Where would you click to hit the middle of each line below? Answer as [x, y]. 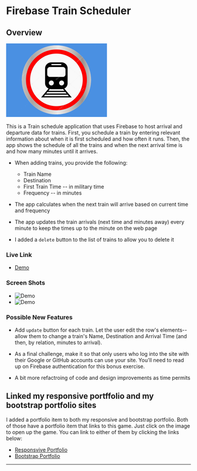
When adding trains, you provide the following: [71, 163]
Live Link [19, 255]
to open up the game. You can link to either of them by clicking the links [93, 432]
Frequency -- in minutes [52, 193]
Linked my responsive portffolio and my [80, 396]
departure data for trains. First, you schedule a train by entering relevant [93, 133]
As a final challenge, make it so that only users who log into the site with [102, 353]
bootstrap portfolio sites [51, 405]
